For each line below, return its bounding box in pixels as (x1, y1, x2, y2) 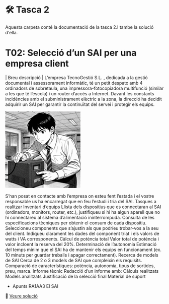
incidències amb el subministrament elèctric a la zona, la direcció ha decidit (5, 96, 162, 102)
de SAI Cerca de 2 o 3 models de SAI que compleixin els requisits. (5, 257, 142, 263)
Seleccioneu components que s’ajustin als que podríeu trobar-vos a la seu (5, 225, 159, 231)
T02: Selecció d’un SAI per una (5, 47, 137, 58)
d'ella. (5, 29, 18, 35)
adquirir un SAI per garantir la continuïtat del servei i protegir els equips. (5, 101, 155, 107)
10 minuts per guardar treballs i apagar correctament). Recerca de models (5, 252, 158, 258)
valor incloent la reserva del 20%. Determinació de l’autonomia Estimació (5, 241, 157, 247)
